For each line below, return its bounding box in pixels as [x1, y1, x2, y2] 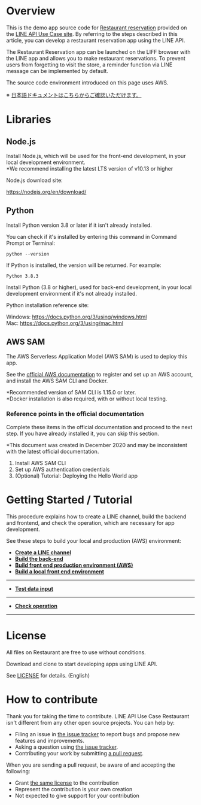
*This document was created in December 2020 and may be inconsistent [6, 441, 187, 448]
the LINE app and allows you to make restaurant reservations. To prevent [6, 54, 185, 62]
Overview [6, 4, 56, 18]
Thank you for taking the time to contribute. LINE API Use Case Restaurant [6, 712, 190, 719]
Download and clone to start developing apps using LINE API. [6, 660, 157, 667]
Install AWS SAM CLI [14, 459, 66, 466]
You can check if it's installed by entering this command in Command [6, 233, 177, 240]
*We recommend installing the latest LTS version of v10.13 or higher [6, 165, 173, 172]
